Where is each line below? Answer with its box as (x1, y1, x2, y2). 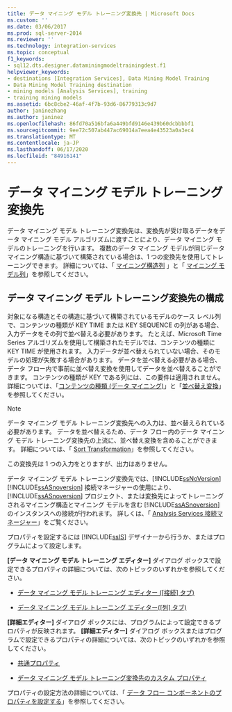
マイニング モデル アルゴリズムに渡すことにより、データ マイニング (20, 235, 215, 244)
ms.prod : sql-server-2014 (7, 29, 82, 37)
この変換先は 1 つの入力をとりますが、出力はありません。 (7, 459, 172, 468)
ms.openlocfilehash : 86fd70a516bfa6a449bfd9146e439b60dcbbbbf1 (7, 120, 194, 127)
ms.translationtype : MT (7, 133, 76, 140)
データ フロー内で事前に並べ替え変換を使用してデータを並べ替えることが (7, 364, 216, 372)
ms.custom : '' (7, 17, 49, 24)
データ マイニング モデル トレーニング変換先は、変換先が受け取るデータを (7, 226, 219, 235)
